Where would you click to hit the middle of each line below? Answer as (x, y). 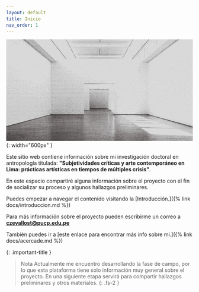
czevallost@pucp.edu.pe (38, 222)
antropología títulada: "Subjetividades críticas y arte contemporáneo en (95, 163)
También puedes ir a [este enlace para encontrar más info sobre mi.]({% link (99, 234)
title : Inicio (24, 19)
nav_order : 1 (22, 25)
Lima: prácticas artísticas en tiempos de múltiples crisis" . (78, 169)
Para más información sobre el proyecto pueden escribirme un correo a (93, 216)
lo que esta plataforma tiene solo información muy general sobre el (102, 270)
